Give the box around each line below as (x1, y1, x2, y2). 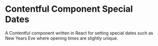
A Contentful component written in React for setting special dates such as (5, 30, 154, 36)
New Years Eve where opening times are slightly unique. (5, 35, 118, 41)
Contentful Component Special (5, 3, 133, 15)
